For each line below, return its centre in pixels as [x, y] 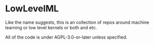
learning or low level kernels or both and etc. [51, 27]
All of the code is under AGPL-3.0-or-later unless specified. [66, 37]
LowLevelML [32, 9]
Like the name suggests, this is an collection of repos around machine [77, 22]
